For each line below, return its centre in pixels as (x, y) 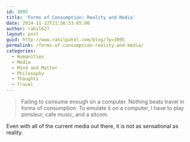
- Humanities (28, 57)
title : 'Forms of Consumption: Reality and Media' (71, 17)
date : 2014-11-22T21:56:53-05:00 (48, 23)
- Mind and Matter (35, 68)
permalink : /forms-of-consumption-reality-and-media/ (75, 46)
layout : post (23, 34)
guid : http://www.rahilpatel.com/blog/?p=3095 (66, 40)
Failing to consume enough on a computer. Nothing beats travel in (103, 102)
